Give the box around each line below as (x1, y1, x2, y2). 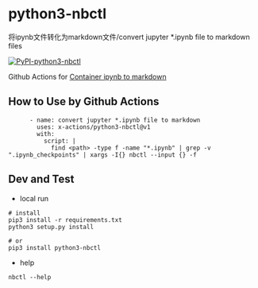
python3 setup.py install (8, 223, 94, 231)
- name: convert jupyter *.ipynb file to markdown (29, 116, 201, 124)
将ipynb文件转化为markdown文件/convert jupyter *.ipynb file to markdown (8, 32, 250, 41)
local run (19, 193, 49, 203)
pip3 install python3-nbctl (8, 243, 102, 251)
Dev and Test (8, 173, 75, 186)
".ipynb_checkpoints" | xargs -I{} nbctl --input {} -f (8, 150, 197, 159)
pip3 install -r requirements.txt (8, 216, 123, 224)
